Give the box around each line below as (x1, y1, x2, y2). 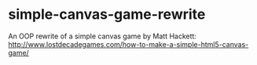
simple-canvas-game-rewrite (8, 5, 206, 23)
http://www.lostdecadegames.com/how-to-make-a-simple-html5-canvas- (8, 39, 249, 49)
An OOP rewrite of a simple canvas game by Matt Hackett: (8, 31, 196, 41)
